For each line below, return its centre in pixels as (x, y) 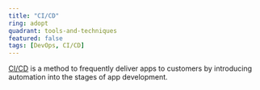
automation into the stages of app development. (88, 77)
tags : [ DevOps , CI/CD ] (46, 46)
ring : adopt (28, 23)
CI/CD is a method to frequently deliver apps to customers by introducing (130, 68)
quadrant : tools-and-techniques (63, 31)
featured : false (36, 38)
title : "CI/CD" (34, 16)
